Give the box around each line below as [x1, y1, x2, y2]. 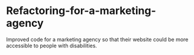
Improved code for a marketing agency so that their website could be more [6, 36, 189, 43]
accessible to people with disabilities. [6, 42, 98, 49]
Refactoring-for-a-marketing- [6, 4, 157, 18]
